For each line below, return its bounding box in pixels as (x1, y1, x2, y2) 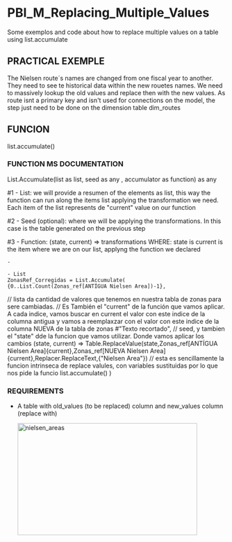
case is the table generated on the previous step (7, 224, 146, 232)
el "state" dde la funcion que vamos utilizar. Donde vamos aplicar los (7, 331, 205, 340)
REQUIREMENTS (7, 386, 64, 395)
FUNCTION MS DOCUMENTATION (7, 159, 124, 169)
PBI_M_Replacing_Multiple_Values (7, 5, 210, 21)
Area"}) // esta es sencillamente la (126, 354, 224, 362)
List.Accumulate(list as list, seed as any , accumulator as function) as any (7, 175, 217, 183)
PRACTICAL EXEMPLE (7, 56, 105, 67)
